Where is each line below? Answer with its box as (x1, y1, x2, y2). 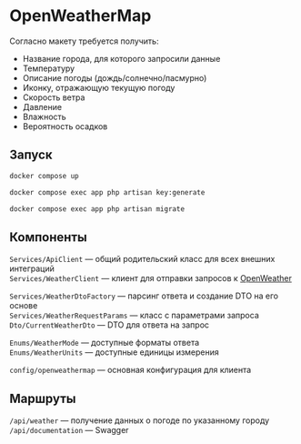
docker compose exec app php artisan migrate (9, 204, 185, 214)
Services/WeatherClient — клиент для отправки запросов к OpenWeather (9, 273, 293, 284)
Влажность (22, 111, 66, 122)
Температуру (22, 63, 75, 74)
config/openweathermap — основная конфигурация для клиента (9, 365, 252, 376)
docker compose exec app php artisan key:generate (9, 187, 206, 197)
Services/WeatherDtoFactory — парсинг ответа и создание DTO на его (9, 290, 279, 301)
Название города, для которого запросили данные (22, 53, 221, 64)
